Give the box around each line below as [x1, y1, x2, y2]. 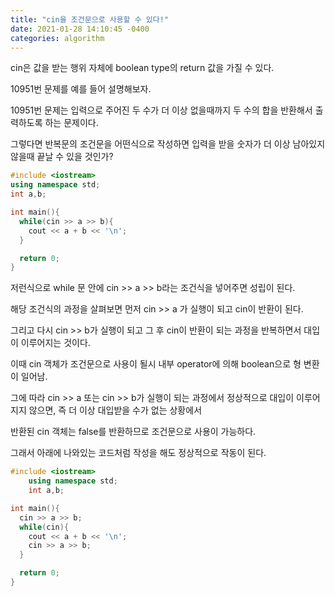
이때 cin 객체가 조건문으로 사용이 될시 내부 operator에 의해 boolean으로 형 [10, 358, 302, 370]
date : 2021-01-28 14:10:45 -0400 [10, 24, 150, 34]
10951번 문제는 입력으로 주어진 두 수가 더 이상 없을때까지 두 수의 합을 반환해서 [10, 104, 313, 116]
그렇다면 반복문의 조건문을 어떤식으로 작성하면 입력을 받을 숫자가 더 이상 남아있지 [10, 138, 326, 150]
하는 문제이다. [44, 117, 99, 129]
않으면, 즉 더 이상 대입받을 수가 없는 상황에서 [28, 404, 203, 416]
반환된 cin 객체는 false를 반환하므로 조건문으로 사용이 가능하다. [10, 426, 257, 438]
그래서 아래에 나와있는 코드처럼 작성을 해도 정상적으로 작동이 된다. [10, 447, 267, 459]
